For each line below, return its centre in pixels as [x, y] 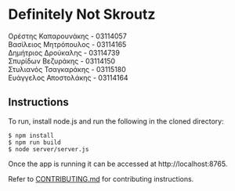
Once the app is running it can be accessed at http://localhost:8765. [118, 164]
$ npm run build [34, 142]
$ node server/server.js [49, 149]
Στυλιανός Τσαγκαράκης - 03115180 [67, 69]
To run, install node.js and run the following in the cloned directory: [116, 121]
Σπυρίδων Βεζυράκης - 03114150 [62, 61]
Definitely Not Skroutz [82, 14]
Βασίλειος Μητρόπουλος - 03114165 [67, 44]
